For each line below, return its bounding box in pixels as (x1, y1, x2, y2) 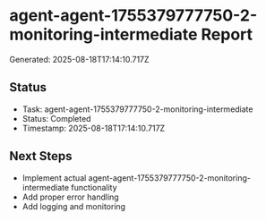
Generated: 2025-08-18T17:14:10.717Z (9, 54, 150, 64)
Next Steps (9, 149, 73, 164)
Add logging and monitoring (21, 200, 126, 211)
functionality (71, 182, 118, 192)
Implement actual (21, 172, 87, 183)
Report (201, 24, 253, 45)
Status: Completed (21, 113, 91, 123)
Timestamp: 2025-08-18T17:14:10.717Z (21, 123, 166, 133)
